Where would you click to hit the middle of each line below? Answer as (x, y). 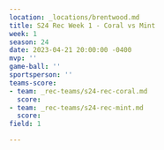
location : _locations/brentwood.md (75, 17)
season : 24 (29, 42)
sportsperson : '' (41, 75)
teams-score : (33, 83)
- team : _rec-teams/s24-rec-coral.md (78, 91)
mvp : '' (23, 58)
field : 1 (25, 124)
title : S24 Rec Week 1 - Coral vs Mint (82, 26)
